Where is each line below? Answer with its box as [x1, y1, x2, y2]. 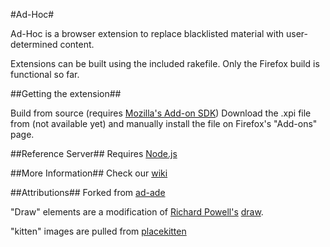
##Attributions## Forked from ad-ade [10, 187, 166, 198]
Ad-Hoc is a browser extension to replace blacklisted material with [10, 28, 285, 39]
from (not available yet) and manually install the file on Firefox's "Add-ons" [10, 118, 318, 129]
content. [59, 39, 95, 50]
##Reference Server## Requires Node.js [10, 148, 178, 159]
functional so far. [10, 69, 80, 80]
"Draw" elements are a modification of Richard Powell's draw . [10, 206, 264, 218]
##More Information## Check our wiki [10, 167, 168, 179]
